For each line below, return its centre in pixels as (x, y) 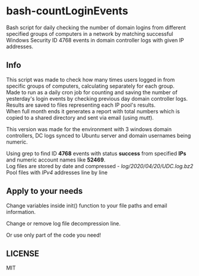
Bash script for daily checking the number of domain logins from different (96, 27)
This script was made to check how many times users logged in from (91, 79)
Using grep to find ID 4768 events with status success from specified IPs (96, 153)
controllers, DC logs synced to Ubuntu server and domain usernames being (99, 135)
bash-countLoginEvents (67, 11)
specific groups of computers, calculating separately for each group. (90, 86)
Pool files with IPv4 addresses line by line (57, 172)
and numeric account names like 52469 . (56, 160)
